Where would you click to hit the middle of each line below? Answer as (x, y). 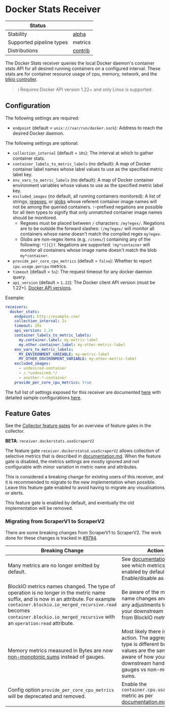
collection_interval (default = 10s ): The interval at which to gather (83, 153)
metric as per (137, 695)
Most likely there (141, 631)
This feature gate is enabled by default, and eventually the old (70, 503)
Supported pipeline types (38, 42)
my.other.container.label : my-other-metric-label (72, 345)
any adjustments (141, 604)
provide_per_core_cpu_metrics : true (53, 382)
